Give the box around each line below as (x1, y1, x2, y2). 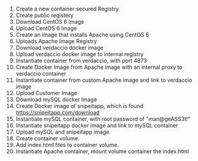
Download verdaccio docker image (15, 44, 104, 51)
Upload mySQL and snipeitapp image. (15, 128, 111, 135)
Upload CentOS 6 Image (15, 24, 77, 32)
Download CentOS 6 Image (15, 18, 85, 25)
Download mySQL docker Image (15, 96, 97, 103)
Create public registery (15, 12, 74, 19)
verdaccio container (15, 70, 66, 77)
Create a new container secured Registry (15, 5, 119, 12)
